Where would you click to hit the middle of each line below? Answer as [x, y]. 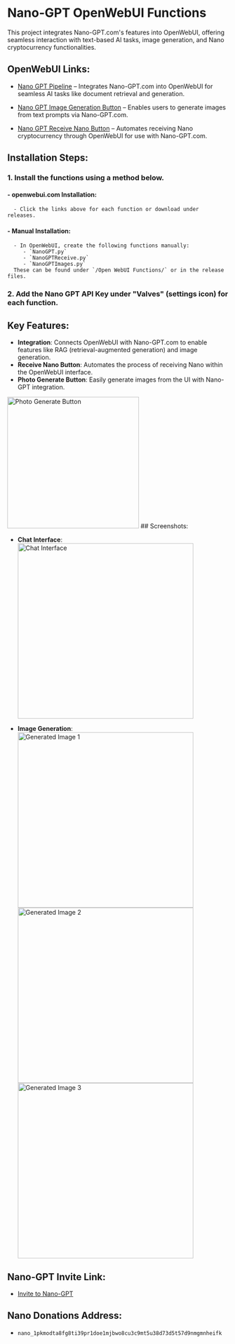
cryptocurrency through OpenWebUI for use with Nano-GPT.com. [112, 135]
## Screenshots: [164, 526]
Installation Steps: [48, 158]
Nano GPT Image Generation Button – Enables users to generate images [122, 107]
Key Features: [38, 325]
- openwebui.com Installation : [52, 194]
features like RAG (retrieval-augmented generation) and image [107, 350]
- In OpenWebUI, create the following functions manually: [102, 246]
